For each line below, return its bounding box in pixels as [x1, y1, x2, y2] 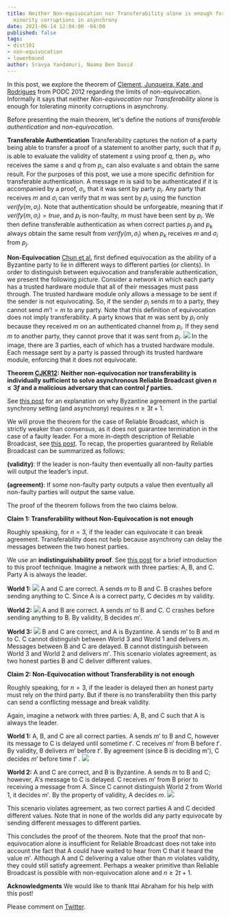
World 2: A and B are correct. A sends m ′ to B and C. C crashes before [7, 606, 215, 614]
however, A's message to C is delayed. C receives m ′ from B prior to [7, 775, 199, 784]
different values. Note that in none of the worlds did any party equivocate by [7, 811, 222, 819]
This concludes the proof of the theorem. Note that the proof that [7, 832, 191, 840]
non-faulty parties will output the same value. [7, 487, 136, 496]
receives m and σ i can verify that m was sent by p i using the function [7, 193, 202, 203]
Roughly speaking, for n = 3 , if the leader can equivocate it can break [7, 527, 203, 536]
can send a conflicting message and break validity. [7, 698, 151, 706]
